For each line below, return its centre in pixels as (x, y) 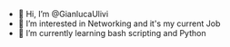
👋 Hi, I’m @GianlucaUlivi (63, 14)
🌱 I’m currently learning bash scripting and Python (112, 33)
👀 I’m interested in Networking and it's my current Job (119, 23)
